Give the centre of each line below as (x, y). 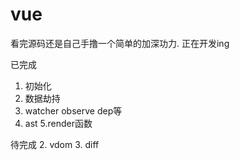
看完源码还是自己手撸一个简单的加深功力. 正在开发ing (120, 43)
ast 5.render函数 (58, 123)
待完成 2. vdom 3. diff (55, 144)
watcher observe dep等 (73, 110)
